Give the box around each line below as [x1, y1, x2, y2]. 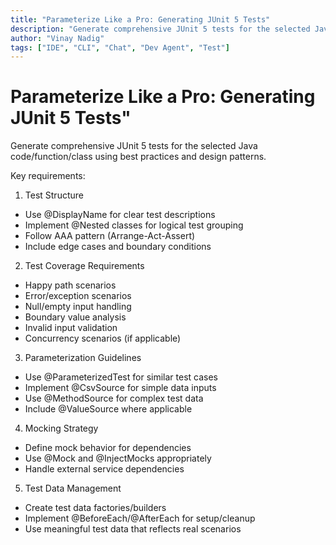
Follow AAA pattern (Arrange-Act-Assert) [24, 230, 196, 242]
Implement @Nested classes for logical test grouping [24, 219, 244, 231]
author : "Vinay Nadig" [10, 33, 105, 43]
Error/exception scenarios [24, 290, 132, 302]
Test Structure [24, 189, 84, 201]
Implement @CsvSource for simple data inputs [24, 382, 217, 394]
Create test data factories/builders [24, 502, 167, 514]
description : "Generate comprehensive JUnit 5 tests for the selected [10, 24, 311, 34]
